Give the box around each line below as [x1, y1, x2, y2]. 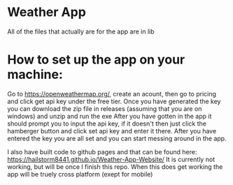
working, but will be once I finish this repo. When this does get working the [7, 162, 223, 171]
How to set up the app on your [7, 52, 185, 68]
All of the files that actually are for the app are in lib [7, 27, 155, 36]
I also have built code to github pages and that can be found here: [7, 147, 197, 156]
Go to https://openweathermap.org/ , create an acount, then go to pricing [7, 89, 217, 98]
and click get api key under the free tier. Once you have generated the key [7, 97, 221, 105]
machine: [7, 67, 63, 82]
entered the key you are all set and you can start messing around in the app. [7, 134, 227, 142]
